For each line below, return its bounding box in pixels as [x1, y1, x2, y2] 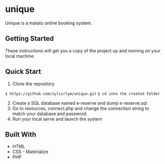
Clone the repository [12, 81, 55, 87]
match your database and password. [12, 111, 88, 117]
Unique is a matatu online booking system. [5, 20, 92, 26]
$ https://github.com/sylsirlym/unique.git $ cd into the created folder [5, 91, 160, 96]
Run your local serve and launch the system [12, 116, 102, 122]
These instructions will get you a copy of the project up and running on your [5, 47, 161, 53]
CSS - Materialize [12, 149, 49, 155]
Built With [5, 130, 36, 139]
